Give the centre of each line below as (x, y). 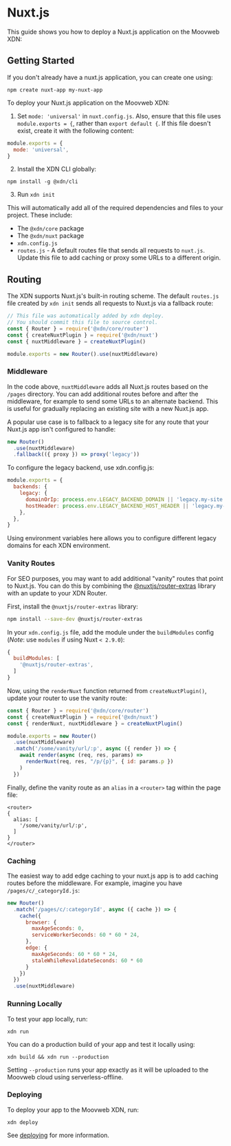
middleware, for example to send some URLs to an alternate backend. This (113, 401)
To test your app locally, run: (47, 1019)
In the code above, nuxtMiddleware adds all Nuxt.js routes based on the (108, 386)
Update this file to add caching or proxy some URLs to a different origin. (119, 258)
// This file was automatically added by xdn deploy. (86, 316)
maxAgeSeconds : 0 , (58, 929)
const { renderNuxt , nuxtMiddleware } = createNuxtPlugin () (95, 723)
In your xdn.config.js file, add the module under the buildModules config (111, 632)
